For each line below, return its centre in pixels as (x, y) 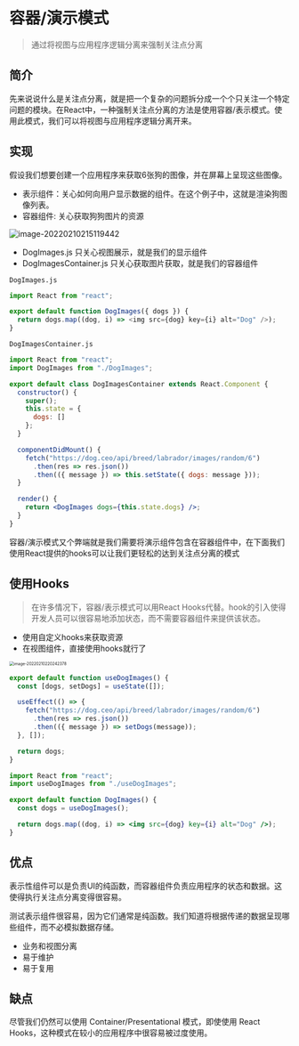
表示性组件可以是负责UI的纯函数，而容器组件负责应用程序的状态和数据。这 (146, 886)
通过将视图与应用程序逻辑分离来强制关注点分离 (117, 45)
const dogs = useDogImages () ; (73, 808)
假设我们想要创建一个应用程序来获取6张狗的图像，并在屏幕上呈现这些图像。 (148, 174)
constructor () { (47, 393)
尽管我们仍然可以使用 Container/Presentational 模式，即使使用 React (135, 1022)
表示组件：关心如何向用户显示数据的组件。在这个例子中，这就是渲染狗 (151, 193)
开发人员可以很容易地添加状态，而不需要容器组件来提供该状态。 (148, 618)
